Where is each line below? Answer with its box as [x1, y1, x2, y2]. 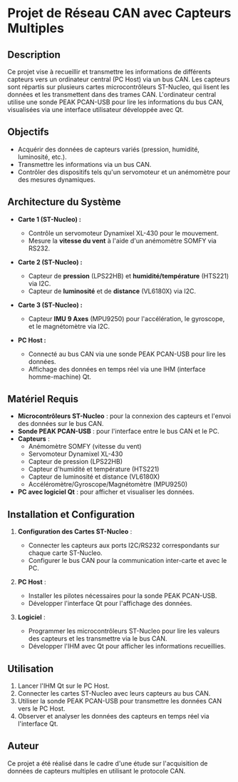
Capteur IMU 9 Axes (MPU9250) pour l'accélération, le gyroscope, [28, 314, 225, 323]
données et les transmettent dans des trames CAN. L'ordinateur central [7, 91, 216, 98]
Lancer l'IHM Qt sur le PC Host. [17, 681, 110, 690]
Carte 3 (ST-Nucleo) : [17, 300, 83, 309]
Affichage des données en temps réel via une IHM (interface [28, 365, 206, 373]
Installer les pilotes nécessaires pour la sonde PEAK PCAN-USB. [28, 591, 217, 600]
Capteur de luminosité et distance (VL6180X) [28, 472, 160, 481]
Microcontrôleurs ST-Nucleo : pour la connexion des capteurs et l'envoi [17, 412, 232, 420]
